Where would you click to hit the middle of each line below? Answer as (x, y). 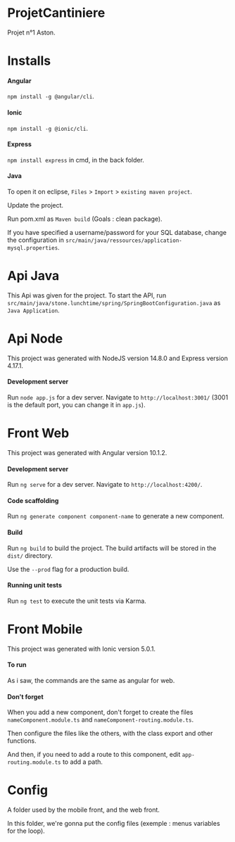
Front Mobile (45, 629)
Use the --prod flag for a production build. (68, 569)
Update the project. (36, 205)
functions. (22, 741)
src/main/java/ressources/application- (124, 241)
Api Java (33, 276)
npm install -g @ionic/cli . (48, 128)
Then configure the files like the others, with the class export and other (110, 734)
